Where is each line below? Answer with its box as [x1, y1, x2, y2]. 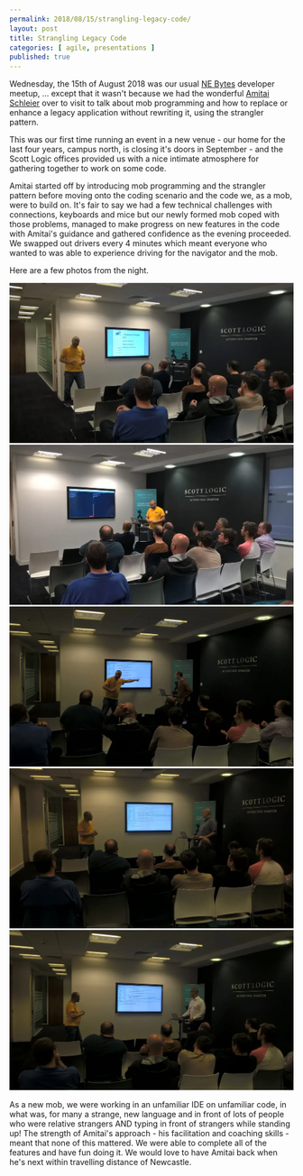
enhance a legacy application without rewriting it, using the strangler [9, 107, 264, 118]
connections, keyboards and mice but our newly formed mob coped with [9, 209, 280, 220]
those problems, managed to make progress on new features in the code [9, 219, 280, 230]
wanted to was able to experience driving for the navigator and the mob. [9, 248, 278, 259]
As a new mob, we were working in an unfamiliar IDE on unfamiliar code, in [9, 1099, 287, 1110]
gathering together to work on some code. [9, 163, 167, 174]
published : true [9, 52, 70, 62]
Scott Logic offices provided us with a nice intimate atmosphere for [9, 153, 260, 164]
